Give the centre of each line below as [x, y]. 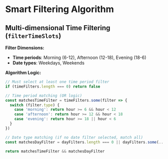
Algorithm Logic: [23, 72]
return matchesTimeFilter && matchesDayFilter [55, 151]
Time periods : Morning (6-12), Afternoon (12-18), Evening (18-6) [79, 57]
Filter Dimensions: [25, 48]
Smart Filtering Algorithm [60, 9]
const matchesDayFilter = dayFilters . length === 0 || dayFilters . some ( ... [86, 142]
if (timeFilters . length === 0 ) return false [53, 87]
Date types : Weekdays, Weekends [48, 63]
